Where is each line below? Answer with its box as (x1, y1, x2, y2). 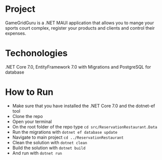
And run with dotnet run (12, 150, 62, 156)
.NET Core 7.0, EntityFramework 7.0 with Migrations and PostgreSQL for (5, 64, 151, 70)
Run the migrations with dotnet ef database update (12, 129, 118, 135)
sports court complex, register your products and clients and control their (5, 25, 155, 31)
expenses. (5, 30, 26, 36)
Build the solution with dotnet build (12, 145, 86, 151)
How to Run (5, 86, 54, 98)
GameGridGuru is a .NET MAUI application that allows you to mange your (5, 20, 155, 26)
